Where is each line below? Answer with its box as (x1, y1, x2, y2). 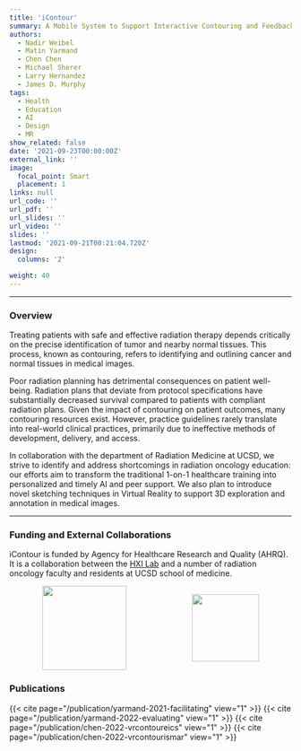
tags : (9, 88, 30, 97)
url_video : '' (9, 222, 63, 231)
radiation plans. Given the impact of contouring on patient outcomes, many (9, 405, 286, 415)
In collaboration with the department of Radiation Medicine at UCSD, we (9, 450, 275, 461)
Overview (9, 309, 53, 321)
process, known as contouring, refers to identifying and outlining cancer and (9, 349, 292, 360)
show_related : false (9, 138, 87, 147)
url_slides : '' (9, 213, 66, 223)
